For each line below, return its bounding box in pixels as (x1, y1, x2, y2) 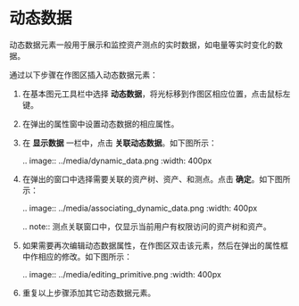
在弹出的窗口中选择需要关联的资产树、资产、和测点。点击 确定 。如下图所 (21, 173, 291, 184)
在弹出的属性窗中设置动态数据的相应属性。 (21, 118, 179, 129)
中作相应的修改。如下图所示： (21, 251, 132, 261)
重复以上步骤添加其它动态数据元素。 (21, 287, 156, 298)
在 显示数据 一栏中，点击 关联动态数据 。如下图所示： (21, 137, 217, 148)
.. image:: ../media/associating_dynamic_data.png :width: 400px (21, 203, 258, 213)
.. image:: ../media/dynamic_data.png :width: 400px (21, 155, 212, 166)
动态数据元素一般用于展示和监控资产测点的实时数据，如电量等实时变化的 (9, 39, 275, 50)
